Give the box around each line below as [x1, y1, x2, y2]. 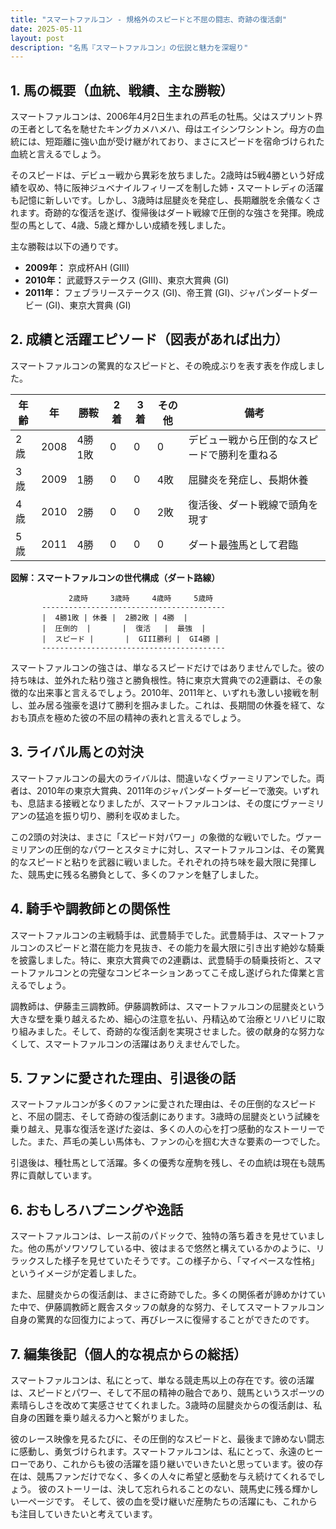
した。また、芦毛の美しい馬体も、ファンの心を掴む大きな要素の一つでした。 [10, 1136, 326, 1148]
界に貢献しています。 [10, 1169, 98, 1181]
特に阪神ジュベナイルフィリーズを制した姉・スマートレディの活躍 [53, 182, 324, 194]
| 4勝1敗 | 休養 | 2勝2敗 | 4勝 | [41, 612, 188, 623]
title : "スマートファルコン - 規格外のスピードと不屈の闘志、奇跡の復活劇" [10, 14, 288, 25]
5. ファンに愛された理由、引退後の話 [10, 1069, 236, 1086]
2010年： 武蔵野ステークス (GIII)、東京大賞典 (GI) [24, 274, 230, 286]
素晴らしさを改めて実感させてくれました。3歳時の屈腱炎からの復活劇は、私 [10, 1399, 323, 1411]
